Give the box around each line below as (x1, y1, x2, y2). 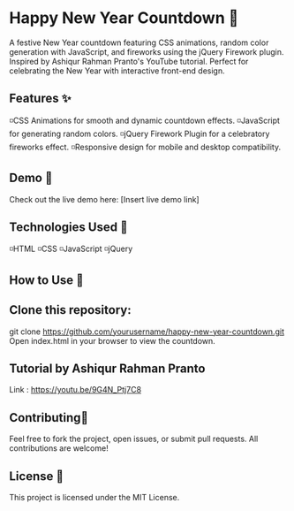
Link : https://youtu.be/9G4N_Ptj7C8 (9, 385, 142, 395)
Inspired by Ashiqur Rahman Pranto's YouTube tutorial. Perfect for (9, 56, 249, 66)
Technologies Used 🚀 (9, 219, 128, 234)
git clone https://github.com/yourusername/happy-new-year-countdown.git (9, 326, 285, 337)
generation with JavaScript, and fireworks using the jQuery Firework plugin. (9, 46, 284, 57)
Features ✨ (9, 91, 72, 106)
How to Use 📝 (9, 272, 84, 287)
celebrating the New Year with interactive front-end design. (9, 65, 225, 76)
